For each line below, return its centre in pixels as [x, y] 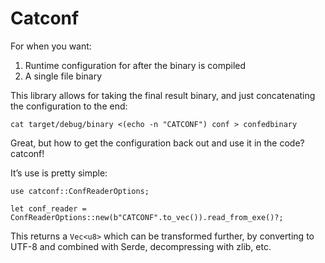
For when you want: [51, 46]
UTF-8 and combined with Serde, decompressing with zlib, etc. [141, 246]
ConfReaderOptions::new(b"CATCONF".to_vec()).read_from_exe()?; [147, 217]
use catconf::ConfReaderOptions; [80, 191]
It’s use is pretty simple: [59, 173]
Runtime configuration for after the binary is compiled [135, 65]
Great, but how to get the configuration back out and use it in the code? [157, 143]
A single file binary [63, 76]
